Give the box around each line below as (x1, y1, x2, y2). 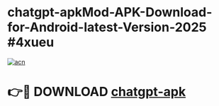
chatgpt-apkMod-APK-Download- (7, 4, 213, 20)
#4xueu (7, 35, 55, 50)
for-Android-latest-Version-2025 (7, 19, 207, 35)
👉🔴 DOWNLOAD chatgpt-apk (7, 84, 186, 100)
